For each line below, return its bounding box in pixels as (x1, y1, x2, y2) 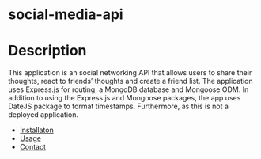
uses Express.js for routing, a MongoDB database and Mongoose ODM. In (8, 85, 249, 94)
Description (8, 42, 87, 60)
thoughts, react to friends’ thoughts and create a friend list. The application (8, 77, 253, 86)
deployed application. (8, 110, 79, 119)
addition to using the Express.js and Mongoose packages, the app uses (8, 93, 241, 103)
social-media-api (8, 6, 124, 24)
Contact (19, 142, 46, 152)
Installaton (19, 125, 54, 135)
